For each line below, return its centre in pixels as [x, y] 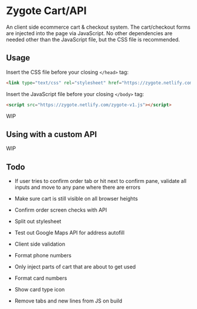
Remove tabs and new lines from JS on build [68, 301]
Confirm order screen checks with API [61, 210]
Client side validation [40, 244]
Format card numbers [41, 278]
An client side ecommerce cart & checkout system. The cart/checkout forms [98, 27]
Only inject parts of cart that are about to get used [75, 267]
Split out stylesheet [38, 222]
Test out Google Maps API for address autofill [69, 233]
